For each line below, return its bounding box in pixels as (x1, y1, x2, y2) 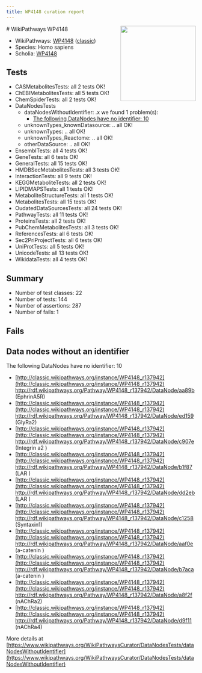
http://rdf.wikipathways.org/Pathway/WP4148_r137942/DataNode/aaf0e (14, 540, 194, 548)
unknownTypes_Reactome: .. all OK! (23, 134, 113, 141)
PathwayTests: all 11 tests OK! (14, 211, 88, 219)
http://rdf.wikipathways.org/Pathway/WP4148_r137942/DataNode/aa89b (14, 386, 195, 394)
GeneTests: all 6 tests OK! (14, 154, 79, 161)
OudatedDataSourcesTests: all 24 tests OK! (14, 205, 122, 212)
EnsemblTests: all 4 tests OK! (14, 147, 88, 154)
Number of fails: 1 (14, 308, 59, 316)
